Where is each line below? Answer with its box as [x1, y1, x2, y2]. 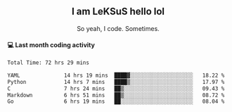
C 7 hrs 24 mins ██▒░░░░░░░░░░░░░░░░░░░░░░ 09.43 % [7, 85, 225, 92]
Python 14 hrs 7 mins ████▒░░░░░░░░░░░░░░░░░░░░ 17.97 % [7, 78, 225, 85]
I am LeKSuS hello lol [71, 6, 165, 18]
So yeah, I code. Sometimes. [77, 24, 160, 32]
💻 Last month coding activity [7, 41, 95, 49]
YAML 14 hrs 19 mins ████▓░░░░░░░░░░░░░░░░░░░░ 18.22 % [7, 72, 225, 79]
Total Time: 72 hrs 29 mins [7, 59, 90, 66]
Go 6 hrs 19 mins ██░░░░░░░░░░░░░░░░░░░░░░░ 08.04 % [7, 98, 225, 105]
